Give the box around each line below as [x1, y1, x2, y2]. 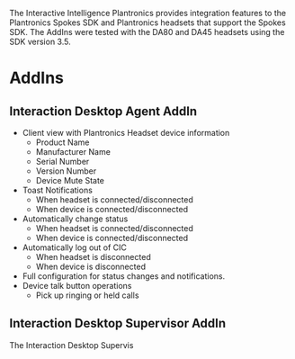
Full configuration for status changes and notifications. [22, 271, 226, 282]
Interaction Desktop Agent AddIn [9, 103, 198, 119]
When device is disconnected [35, 261, 147, 272]
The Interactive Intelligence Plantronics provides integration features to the [9, 8, 286, 18]
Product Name [35, 137, 90, 148]
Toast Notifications [22, 184, 93, 195]
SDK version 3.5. [9, 36, 71, 47]
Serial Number [35, 157, 90, 166]
